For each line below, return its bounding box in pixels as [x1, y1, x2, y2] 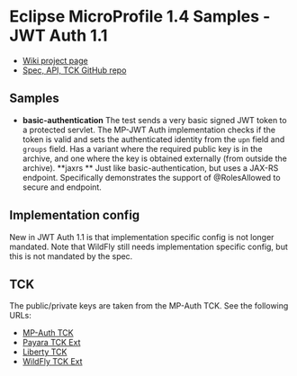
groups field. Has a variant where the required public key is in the [22, 143, 263, 154]
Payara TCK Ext [22, 337, 81, 348]
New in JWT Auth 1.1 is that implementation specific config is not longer [9, 231, 274, 242]
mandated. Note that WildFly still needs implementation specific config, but [9, 241, 288, 252]
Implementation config [9, 208, 140, 223]
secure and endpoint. [22, 182, 102, 192]
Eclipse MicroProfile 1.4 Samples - [9, 6, 271, 27]
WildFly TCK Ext [22, 356, 83, 367]
